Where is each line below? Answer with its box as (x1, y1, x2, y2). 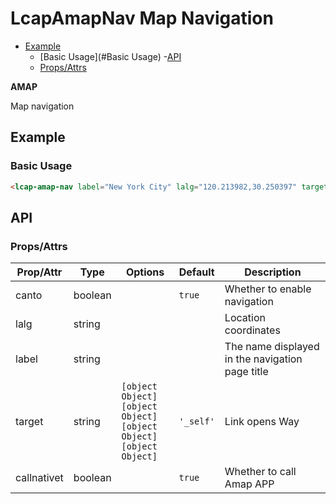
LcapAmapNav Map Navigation (10, 7, 274, 30)
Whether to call (224, 465, 297, 479)
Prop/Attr (16, 265, 63, 279)
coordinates (224, 323, 281, 337)
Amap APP (224, 477, 275, 491)
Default (178, 265, 215, 279)
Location (224, 311, 266, 325)
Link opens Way (224, 415, 300, 429)
